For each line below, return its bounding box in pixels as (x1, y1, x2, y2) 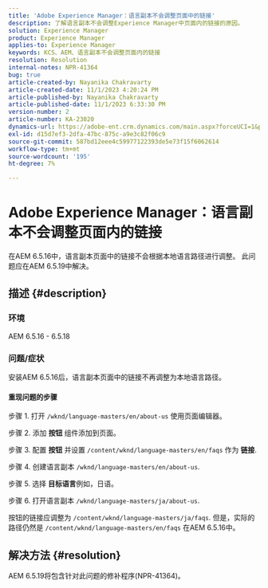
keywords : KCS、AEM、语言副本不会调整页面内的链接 (8, 49, 161, 57)
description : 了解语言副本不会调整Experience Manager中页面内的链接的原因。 (8, 19, 244, 27)
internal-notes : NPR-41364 (8, 64, 98, 72)
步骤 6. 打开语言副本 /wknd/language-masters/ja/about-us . (8, 496, 200, 506)
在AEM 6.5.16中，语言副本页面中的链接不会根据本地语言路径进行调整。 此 (8, 252, 249, 261)
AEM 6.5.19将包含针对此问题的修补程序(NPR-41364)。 (8, 571, 185, 581)
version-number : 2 (8, 108, 69, 116)
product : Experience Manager (8, 33, 105, 42)
